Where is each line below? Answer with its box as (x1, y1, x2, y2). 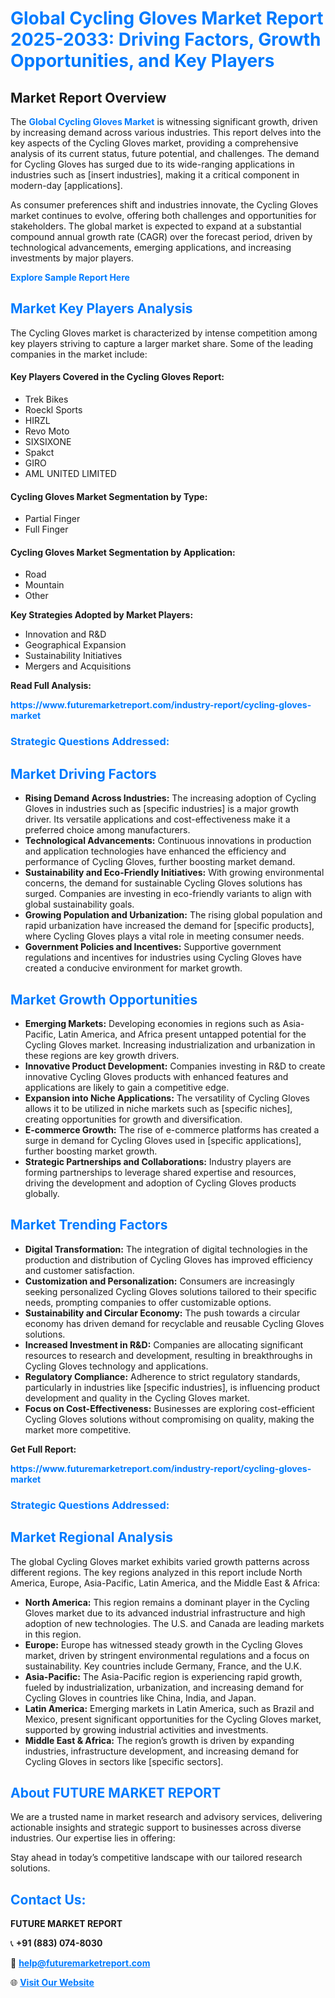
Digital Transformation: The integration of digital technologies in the (24, 1243, 308, 1255)
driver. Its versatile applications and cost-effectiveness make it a (24, 813, 291, 826)
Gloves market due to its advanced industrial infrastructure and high (24, 1607, 306, 1619)
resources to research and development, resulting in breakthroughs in (24, 1349, 313, 1361)
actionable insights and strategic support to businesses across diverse (10, 1822, 302, 1834)
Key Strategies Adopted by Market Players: (10, 609, 194, 621)
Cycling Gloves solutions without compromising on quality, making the (24, 1413, 315, 1425)
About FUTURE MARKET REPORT (10, 1784, 222, 1801)
